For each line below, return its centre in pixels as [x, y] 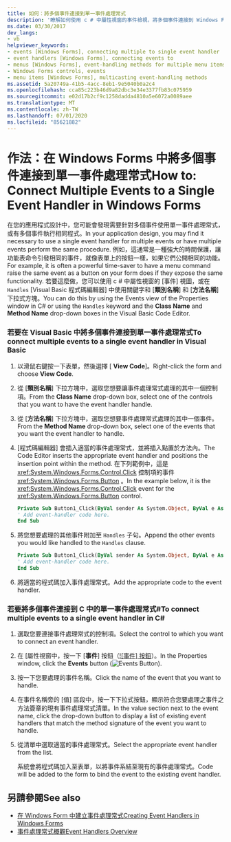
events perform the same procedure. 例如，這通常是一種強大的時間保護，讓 [114, 250]
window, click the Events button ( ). [89, 663]
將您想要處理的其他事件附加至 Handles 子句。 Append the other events [116, 535]
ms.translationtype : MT [41, 103]
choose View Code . [45, 374]
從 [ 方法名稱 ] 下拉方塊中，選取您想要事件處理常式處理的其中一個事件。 [117, 418]
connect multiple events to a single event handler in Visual [107, 342]
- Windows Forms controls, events [57, 71]
